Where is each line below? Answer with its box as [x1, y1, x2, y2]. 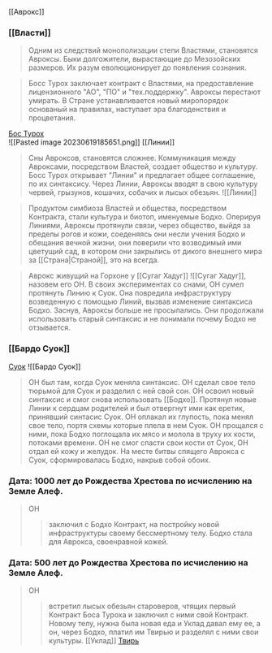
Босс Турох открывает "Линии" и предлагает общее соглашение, [28, 171, 256, 180]
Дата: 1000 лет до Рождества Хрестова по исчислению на [8, 475, 253, 487]
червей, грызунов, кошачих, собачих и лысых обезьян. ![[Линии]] [28, 188, 257, 197]
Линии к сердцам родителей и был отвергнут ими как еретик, [28, 403, 245, 413]
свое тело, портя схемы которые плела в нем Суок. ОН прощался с [28, 420, 264, 430]
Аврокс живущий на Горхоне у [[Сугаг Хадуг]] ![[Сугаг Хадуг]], [28, 271, 246, 281]
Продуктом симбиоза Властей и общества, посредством [28, 203, 227, 214]
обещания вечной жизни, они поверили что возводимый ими [28, 238, 242, 248]
